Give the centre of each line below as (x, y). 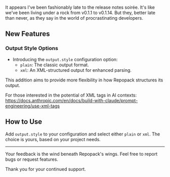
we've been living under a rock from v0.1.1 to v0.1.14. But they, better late (80, 13)
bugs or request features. (32, 159)
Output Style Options (32, 49)
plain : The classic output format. (55, 65)
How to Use (24, 122)
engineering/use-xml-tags (32, 106)
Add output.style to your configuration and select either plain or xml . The (83, 134)
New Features (28, 34)
